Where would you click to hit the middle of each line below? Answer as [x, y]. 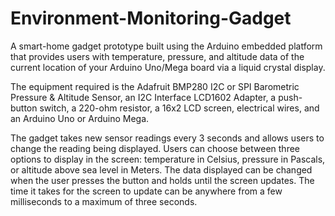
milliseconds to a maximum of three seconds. [104, 201]
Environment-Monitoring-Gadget [151, 18]
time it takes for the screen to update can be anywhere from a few [146, 191]
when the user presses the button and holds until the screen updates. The [162, 180]
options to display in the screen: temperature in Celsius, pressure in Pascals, [168, 159]
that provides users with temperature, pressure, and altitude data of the [157, 56]
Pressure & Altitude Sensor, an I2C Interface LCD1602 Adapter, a [143, 97]
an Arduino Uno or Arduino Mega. [80, 118]
